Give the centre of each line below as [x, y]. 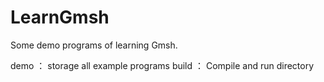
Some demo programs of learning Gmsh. [94, 45]
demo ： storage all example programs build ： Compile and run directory [162, 65]
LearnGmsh [60, 17]
